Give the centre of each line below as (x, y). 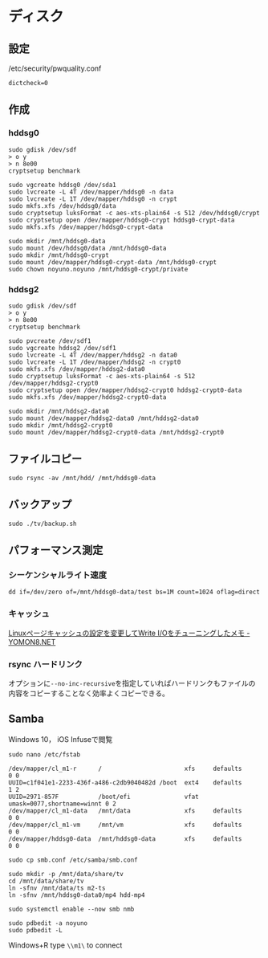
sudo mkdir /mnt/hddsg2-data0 (59, 411)
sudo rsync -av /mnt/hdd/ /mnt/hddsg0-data (82, 478)
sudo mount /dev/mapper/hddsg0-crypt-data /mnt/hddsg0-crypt (113, 262)
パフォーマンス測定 (56, 550)
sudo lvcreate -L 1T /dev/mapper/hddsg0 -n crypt (93, 199)
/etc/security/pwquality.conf (55, 68)
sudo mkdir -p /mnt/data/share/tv (66, 874)
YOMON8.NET (32, 642)
